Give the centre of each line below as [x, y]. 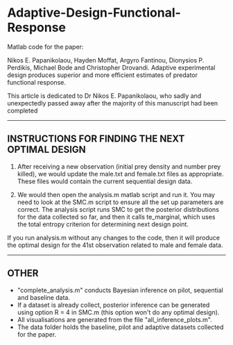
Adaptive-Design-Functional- [94, 13]
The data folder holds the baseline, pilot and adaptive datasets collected [120, 327]
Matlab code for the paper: [45, 47]
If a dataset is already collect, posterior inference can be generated [113, 305]
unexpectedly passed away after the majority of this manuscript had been [113, 103]
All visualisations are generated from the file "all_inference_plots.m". [115, 319]
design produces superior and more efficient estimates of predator [103, 75]
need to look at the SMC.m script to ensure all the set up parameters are [120, 202]
